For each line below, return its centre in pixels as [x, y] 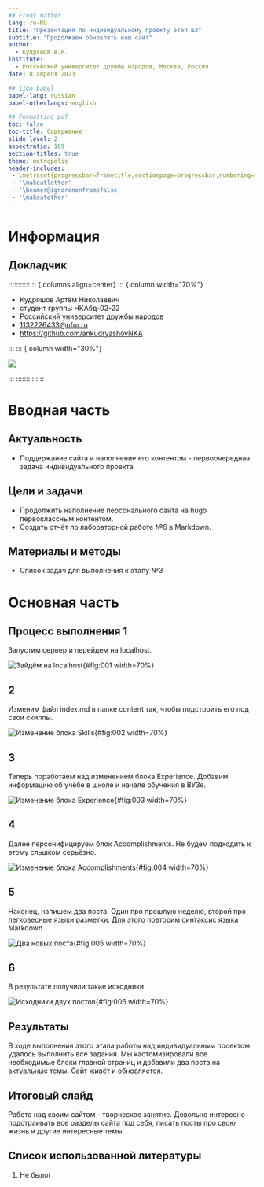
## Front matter [35, 15]
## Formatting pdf [38, 117]
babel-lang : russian [42, 95]
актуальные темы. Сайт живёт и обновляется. [86, 1071]
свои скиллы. [31, 718]
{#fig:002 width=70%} [130, 733]
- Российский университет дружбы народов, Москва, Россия [112, 67]
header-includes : [37, 168]
